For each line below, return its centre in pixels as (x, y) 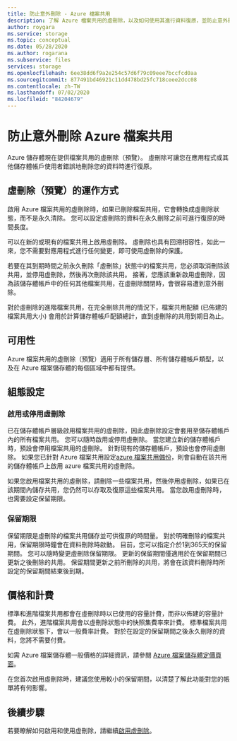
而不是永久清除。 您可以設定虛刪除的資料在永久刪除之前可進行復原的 (119, 218)
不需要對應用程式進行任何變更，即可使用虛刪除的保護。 (106, 250)
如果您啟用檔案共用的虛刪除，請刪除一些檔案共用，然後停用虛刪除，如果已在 (119, 481)
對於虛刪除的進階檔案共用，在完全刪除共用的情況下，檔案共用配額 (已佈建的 (117, 307)
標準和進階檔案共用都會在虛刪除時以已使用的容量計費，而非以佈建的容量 (112, 614)
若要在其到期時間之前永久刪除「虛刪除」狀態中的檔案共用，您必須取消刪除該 (119, 265)
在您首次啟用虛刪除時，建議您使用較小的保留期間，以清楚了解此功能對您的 (115, 679)
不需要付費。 (50, 640)
